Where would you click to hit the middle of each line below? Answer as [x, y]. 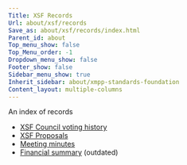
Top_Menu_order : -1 [41, 52]
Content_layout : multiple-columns [66, 89]
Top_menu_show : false [44, 45]
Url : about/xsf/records [48, 23]
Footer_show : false [41, 67]
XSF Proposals [44, 136]
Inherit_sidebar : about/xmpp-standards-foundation [94, 82]
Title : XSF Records [41, 15]
